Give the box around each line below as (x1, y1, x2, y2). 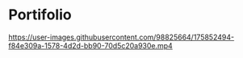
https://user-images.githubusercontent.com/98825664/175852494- (8, 32, 235, 42)
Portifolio (8, 6, 72, 24)
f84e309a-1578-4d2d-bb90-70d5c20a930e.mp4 (8, 40, 174, 50)
